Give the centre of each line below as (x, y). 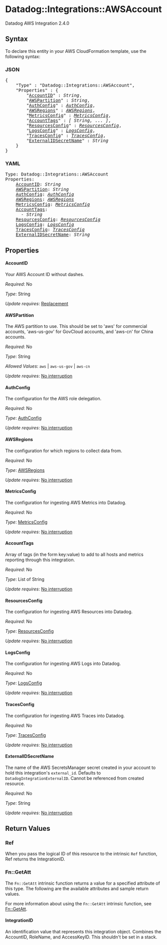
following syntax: (23, 56)
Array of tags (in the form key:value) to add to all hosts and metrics (74, 554)
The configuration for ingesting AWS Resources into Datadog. (69, 612)
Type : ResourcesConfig (30, 631)
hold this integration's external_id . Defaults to (53, 772)
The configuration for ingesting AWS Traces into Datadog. (65, 716)
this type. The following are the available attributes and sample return (77, 888)
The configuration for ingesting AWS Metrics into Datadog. (66, 502)
